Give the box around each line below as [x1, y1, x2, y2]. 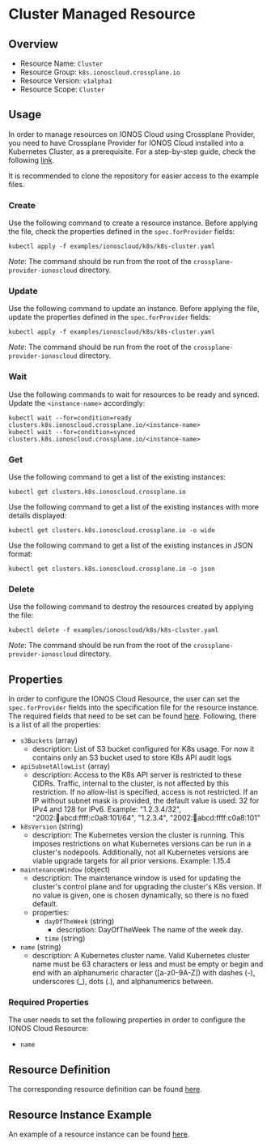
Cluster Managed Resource [8, 5, 196, 23]
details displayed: [8, 511, 67, 520]
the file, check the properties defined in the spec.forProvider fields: [8, 227, 235, 237]
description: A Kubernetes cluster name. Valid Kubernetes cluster [32, 951, 251, 961]
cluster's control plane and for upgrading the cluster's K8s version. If [32, 882, 262, 892]
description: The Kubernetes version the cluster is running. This [32, 830, 245, 840]
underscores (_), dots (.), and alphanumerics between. [32, 977, 214, 987]
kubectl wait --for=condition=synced [8, 428, 136, 436]
